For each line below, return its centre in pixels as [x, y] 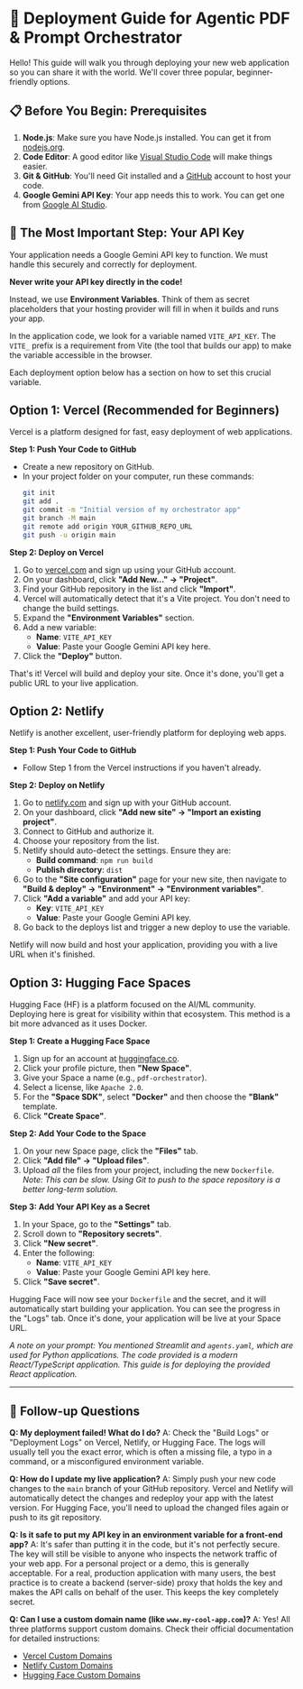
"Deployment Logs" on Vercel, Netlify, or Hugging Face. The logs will [138, 1443]
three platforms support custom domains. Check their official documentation [151, 1629]
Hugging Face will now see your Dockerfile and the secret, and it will [138, 1299]
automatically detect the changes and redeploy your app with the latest [142, 1498]
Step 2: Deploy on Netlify [57, 785]
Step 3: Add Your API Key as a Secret [80, 1207]
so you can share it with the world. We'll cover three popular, [122, 72]
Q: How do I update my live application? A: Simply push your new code [143, 1479]
